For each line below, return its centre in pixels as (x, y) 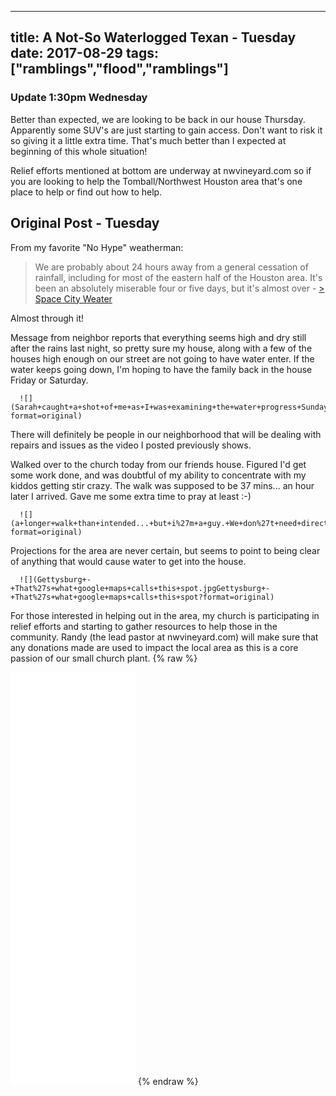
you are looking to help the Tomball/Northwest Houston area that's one (156, 181)
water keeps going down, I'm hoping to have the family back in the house (161, 369)
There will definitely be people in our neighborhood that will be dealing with (166, 434)
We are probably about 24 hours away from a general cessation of (171, 267)
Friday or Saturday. (49, 380)
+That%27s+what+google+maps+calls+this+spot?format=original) (142, 597)
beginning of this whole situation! (79, 151)
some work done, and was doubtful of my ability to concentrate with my (158, 475)
